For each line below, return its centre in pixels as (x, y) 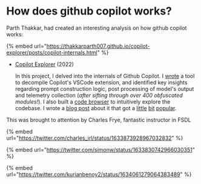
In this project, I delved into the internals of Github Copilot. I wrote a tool (105, 76)
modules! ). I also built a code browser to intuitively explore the (93, 102)
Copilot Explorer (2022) (44, 64)
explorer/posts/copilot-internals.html (52, 52)
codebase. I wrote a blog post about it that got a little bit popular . (96, 108)
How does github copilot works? (89, 11)
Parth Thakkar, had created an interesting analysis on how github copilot (97, 28)
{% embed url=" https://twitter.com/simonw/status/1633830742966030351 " (100, 149)
